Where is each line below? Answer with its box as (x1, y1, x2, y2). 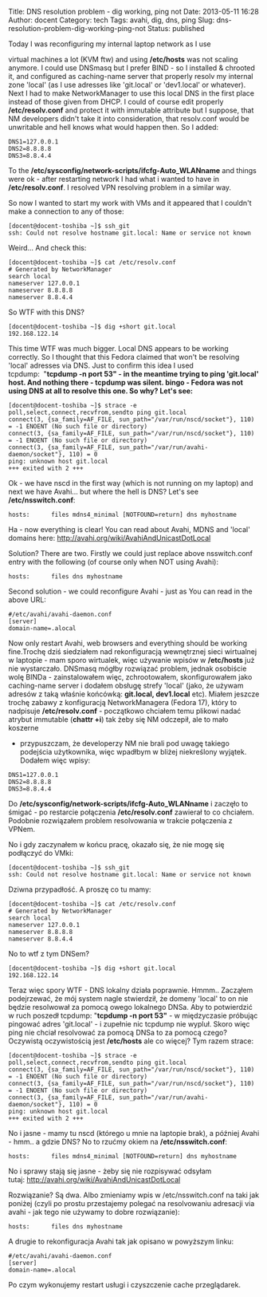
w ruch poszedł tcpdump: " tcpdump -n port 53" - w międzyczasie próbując (8, 1011, 258, 1020)
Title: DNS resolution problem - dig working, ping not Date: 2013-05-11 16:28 (8, 7, 259, 16)
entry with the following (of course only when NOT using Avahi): (8, 558, 219, 566)
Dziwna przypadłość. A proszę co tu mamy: (8, 885, 151, 894)
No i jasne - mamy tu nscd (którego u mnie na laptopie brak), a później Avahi (8, 1129, 260, 1137)
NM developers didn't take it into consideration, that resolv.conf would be (8, 114, 249, 123)
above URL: (8, 595, 46, 605)
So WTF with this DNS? (8, 307, 85, 317)
